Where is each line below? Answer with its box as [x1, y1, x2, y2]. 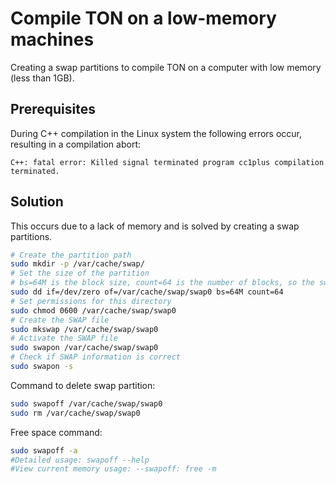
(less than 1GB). [10, 72, 75, 84]
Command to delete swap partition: [10, 379, 156, 391]
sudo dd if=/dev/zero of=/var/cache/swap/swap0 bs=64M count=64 [10, 287, 284, 297]
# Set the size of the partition [10, 268, 150, 279]
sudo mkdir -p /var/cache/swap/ [10, 259, 145, 269]
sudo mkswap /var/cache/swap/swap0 [10, 324, 159, 334]
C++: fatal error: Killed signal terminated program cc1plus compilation [10, 157, 325, 167]
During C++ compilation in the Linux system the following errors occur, [10, 127, 303, 139]
